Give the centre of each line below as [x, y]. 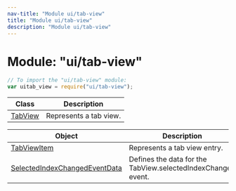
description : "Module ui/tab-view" [59, 27]
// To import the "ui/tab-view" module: [67, 80]
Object [67, 136]
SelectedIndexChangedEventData [67, 168]
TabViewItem [32, 148]
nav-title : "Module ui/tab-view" [56, 14]
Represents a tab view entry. [176, 148]
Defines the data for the [168, 159]
